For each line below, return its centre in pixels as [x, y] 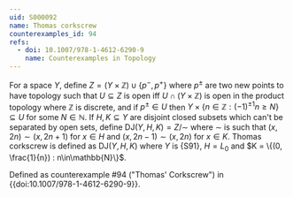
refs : [19, 42]
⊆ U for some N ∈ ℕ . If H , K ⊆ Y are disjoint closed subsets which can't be [146, 117]
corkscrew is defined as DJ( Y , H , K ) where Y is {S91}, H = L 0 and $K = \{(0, [146, 147]
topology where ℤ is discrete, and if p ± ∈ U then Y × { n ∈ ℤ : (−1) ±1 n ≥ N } [144, 106]
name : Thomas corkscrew [53, 26]
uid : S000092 [33, 17]
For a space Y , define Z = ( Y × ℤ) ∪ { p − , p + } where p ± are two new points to [147, 84]
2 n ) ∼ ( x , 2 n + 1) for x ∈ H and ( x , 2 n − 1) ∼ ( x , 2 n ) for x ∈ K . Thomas [135, 137]
